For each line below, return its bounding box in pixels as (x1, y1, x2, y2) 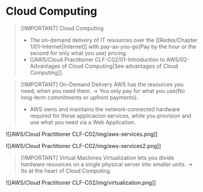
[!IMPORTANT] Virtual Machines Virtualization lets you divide (20, 154, 175, 161)
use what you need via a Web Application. (29, 118, 136, 126)
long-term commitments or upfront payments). (20, 94, 139, 101)
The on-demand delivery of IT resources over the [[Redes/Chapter (29, 36, 198, 43)
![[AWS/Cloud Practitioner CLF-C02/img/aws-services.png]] (6, 130, 158, 138)
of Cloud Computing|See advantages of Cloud (61, 62, 179, 70)
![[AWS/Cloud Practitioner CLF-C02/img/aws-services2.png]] (6, 142, 161, 149)
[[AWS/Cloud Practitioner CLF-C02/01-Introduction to (29, 56, 166, 63)
